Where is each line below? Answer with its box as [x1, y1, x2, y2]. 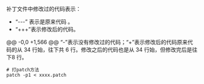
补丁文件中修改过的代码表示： [6, 5, 81, 12]
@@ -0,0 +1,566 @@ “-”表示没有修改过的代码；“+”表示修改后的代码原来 [6, 39, 188, 45]
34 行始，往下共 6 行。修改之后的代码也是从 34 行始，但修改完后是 [23, 46, 192, 53]
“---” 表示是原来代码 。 [15, 18, 74, 25]
